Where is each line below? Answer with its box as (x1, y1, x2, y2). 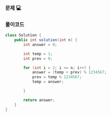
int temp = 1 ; (23, 51, 53, 56)
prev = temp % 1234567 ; (32, 74, 82, 80)
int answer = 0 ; (23, 42, 57, 47)
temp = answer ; (32, 80, 64, 85)
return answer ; (23, 97, 55, 102)
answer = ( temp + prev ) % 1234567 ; (32, 70, 107, 75)
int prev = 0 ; (23, 56, 53, 61)
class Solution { (5, 33, 42, 38)
